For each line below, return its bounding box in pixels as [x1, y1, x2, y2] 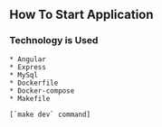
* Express [9, 62, 47, 71]
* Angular [9, 54, 47, 64]
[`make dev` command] [9, 110, 91, 119]
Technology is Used [9, 34, 99, 47]
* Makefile [9, 94, 51, 103]
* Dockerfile [9, 78, 59, 87]
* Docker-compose [9, 86, 75, 95]
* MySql [9, 70, 39, 79]
